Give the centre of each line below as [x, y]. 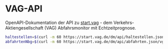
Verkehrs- [123, 22]
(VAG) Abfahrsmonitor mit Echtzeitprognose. [90, 27]
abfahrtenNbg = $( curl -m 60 [33, 41]
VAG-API [24, 9]
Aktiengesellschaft [24, 27]
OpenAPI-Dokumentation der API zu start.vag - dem [59, 22]
